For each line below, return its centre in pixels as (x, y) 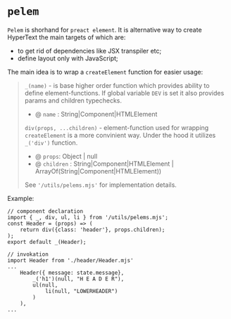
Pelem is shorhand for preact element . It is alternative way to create (105, 30)
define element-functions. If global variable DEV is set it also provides (124, 93)
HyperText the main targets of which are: (67, 37)
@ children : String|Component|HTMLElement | (104, 164)
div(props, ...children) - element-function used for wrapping (117, 127)
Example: (21, 198)
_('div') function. (51, 143)
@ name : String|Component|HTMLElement (96, 114)
